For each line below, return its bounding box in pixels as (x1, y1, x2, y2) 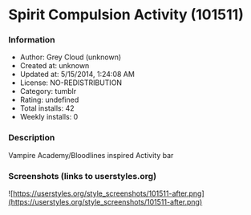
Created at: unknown (19, 61, 90, 71)
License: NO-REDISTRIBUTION (19, 78, 123, 87)
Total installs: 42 (19, 103, 75, 113)
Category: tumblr (19, 87, 77, 96)
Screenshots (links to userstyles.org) (8, 170, 157, 181)
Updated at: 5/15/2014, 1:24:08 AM (19, 70, 135, 79)
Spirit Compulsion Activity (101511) (8, 6, 245, 24)
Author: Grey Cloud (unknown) (19, 52, 122, 62)
